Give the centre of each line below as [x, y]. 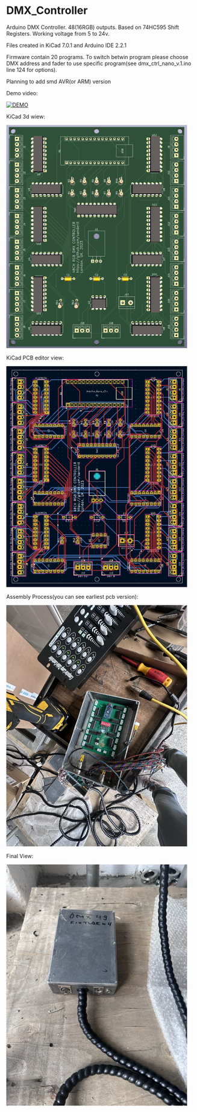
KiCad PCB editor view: [35, 358]
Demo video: [22, 93]
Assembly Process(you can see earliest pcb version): [72, 596]
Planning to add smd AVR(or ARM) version [59, 81]
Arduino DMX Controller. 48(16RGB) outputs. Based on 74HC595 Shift [93, 27]
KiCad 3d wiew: [26, 116]
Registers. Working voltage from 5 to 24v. [58, 33]
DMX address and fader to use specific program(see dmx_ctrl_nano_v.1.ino [99, 63]
